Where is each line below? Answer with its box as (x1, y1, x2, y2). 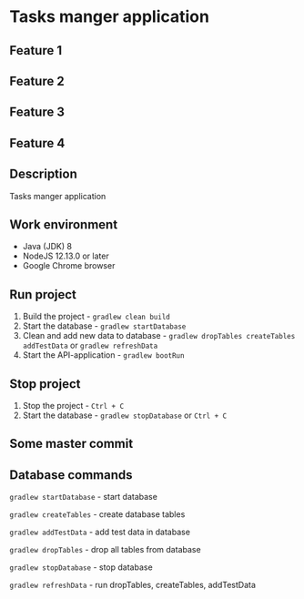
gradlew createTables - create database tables (9, 509, 186, 520)
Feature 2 (9, 73, 66, 88)
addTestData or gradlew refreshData (22, 340, 158, 351)
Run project (9, 287, 77, 302)
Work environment (9, 217, 118, 232)
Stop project (9, 376, 81, 391)
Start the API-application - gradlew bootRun (22, 350, 185, 360)
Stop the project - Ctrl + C (22, 401, 125, 411)
